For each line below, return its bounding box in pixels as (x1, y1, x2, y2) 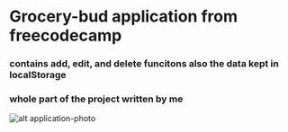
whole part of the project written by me (9, 92, 184, 105)
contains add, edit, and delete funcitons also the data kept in (9, 57, 279, 70)
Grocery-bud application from (9, 6, 238, 27)
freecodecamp (9, 25, 122, 46)
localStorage (9, 69, 67, 82)
